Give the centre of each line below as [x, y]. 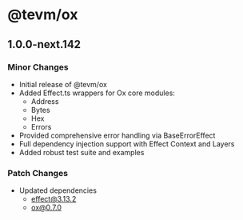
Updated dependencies [58, 190]
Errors [41, 126]
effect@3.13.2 [54, 199]
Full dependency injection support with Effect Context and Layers [127, 144]
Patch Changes [38, 173]
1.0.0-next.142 [44, 44]
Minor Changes [38, 67]
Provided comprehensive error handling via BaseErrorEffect [117, 135]
